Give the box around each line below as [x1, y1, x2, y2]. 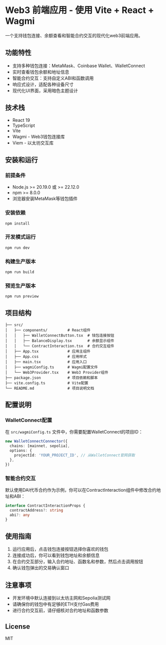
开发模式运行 [5, 233, 36, 240]
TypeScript [12, 122, 35, 128]
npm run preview [5, 294, 39, 299]
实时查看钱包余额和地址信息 [12, 69, 70, 75]
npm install [5, 221, 30, 226]
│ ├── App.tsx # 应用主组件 [5, 349, 91, 354]
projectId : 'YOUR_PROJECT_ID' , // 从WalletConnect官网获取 [14, 453, 135, 458]
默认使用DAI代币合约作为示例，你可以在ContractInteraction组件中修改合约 [5, 487, 157, 493]
